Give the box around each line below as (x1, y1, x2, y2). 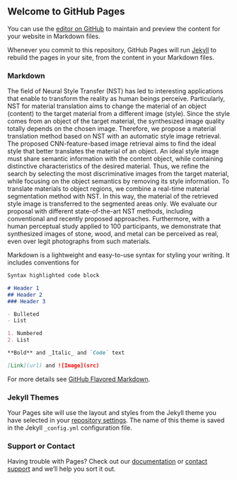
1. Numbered (7, 330, 42, 337)
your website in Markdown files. (7, 32, 100, 40)
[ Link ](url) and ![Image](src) (7, 362, 100, 369)
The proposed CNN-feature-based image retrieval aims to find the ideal (7, 139, 216, 148)
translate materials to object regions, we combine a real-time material (7, 185, 210, 193)
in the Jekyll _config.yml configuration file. (7, 423, 132, 432)
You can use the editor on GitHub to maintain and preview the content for (7, 24, 221, 33)
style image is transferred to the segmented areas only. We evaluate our (7, 199, 218, 208)
